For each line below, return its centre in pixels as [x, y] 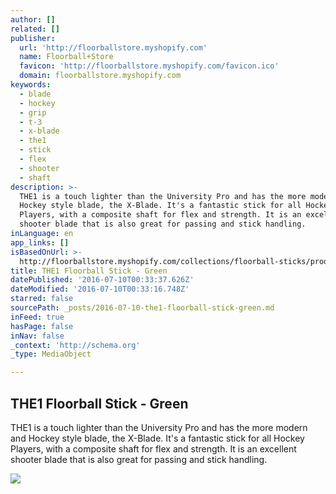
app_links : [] [40, 242]
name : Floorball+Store [66, 57]
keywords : [31, 85]
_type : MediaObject [51, 354]
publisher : [33, 38]
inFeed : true [37, 317]
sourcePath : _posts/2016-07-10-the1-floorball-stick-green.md [142, 308]
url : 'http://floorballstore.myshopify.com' [113, 47]
